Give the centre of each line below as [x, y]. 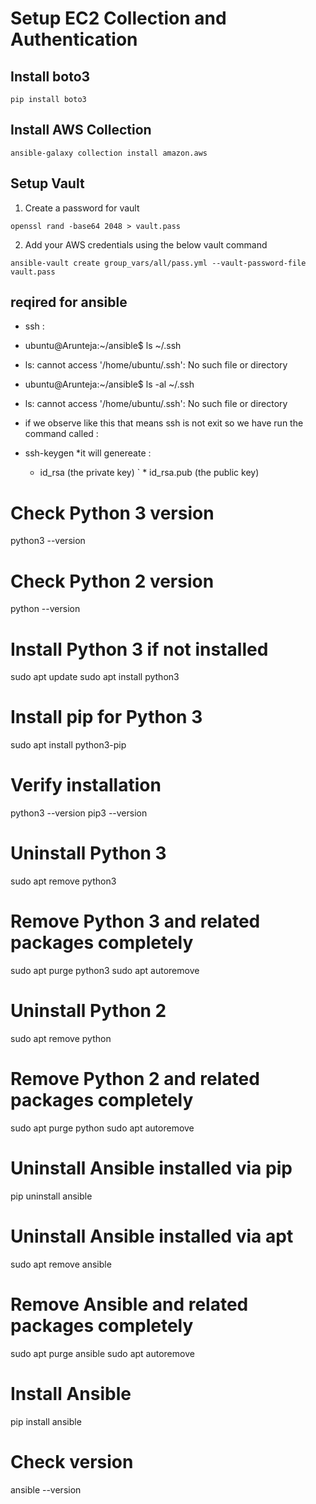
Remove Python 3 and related [135, 921]
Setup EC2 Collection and [118, 18]
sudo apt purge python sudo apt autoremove [102, 1128]
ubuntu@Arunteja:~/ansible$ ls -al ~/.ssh [109, 384]
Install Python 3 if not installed [139, 649]
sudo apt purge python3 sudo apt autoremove [105, 970]
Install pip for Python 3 [106, 717]
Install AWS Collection [81, 130]
